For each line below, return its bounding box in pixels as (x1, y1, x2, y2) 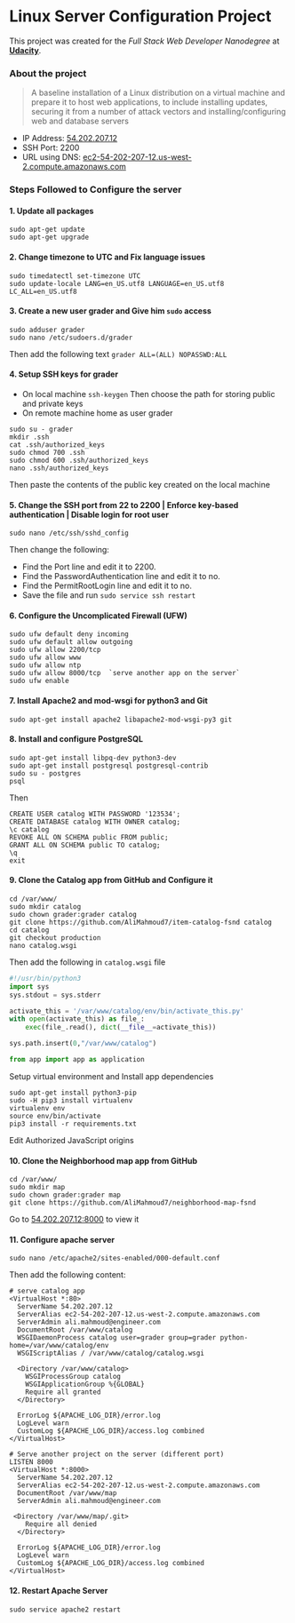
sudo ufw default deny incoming (9, 630, 129, 639)
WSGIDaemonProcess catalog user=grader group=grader (17, 1333, 217, 1342)
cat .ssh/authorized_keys (9, 440, 105, 450)
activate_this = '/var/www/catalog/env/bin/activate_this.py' (9, 1006, 244, 1015)
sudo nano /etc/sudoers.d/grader (9, 333, 133, 342)
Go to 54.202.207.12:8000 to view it (9, 1214, 140, 1225)
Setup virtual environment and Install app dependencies (9, 1070, 214, 1081)
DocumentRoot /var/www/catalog (17, 1325, 133, 1334)
